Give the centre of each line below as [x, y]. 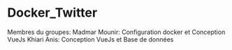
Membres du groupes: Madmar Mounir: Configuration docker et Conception [116, 32]
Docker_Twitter [52, 13]
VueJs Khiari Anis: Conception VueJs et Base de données [90, 39]
